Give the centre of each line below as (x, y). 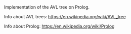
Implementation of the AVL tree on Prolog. (47, 7)
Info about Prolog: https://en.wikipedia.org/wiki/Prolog (59, 26)
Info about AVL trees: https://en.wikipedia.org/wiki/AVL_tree (65, 17)
